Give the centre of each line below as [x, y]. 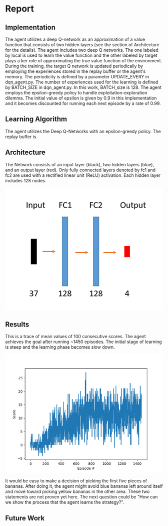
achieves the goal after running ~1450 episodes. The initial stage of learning [83, 342]
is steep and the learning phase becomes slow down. [60, 347]
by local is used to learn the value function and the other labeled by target [81, 55]
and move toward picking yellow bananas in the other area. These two [77, 492]
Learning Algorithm [36, 119]
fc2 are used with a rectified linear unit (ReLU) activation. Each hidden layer [83, 175]
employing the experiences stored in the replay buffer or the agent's [75, 71]
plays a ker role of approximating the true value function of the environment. [84, 61]
